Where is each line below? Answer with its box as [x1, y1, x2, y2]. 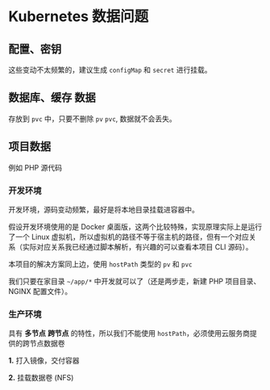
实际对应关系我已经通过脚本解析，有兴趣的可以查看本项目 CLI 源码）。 [22, 241, 253, 251]
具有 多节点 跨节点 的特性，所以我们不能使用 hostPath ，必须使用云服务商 [8, 329, 251, 338]
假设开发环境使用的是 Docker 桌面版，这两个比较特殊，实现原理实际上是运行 [8, 221, 263, 231]
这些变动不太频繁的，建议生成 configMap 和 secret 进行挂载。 [8, 65, 212, 74]
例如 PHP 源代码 [8, 162, 63, 172]
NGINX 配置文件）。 [8, 286, 73, 296]
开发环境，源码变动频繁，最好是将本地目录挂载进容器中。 [8, 204, 199, 214]
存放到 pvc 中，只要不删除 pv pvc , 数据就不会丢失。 [8, 114, 177, 124]
